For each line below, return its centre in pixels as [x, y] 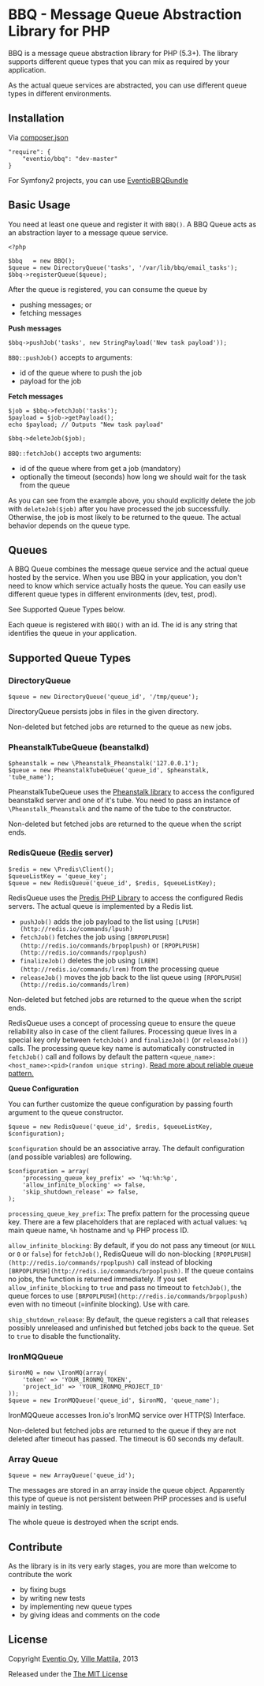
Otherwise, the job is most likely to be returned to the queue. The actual [125, 517]
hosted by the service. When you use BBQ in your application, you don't [125, 578]
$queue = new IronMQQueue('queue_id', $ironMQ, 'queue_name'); [114, 1400]
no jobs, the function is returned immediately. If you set [98, 1279]
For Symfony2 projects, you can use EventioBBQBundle [99, 180]
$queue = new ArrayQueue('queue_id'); [72, 1476]
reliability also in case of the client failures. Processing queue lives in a [123, 1031]
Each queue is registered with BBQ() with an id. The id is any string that [123, 625]
